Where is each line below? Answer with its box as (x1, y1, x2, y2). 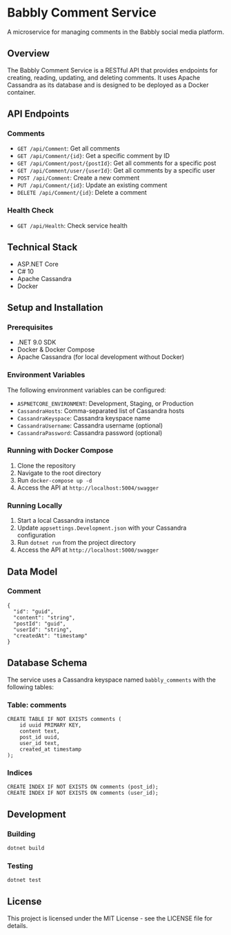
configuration (17, 531, 56, 539)
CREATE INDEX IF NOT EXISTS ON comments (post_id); (7, 784, 159, 791)
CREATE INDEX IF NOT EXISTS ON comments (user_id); (7, 789, 159, 797)
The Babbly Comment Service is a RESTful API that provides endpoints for (7, 66, 219, 74)
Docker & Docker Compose (17, 345, 95, 354)
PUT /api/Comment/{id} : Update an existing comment (17, 181, 168, 189)
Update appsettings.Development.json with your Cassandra (17, 523, 187, 532)
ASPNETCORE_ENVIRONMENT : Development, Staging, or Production (17, 399, 194, 407)
